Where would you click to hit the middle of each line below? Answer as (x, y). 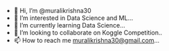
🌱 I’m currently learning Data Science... (70, 25)
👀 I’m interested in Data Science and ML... (73, 18)
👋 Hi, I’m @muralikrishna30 (52, 11)
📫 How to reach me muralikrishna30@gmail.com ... (87, 40)
